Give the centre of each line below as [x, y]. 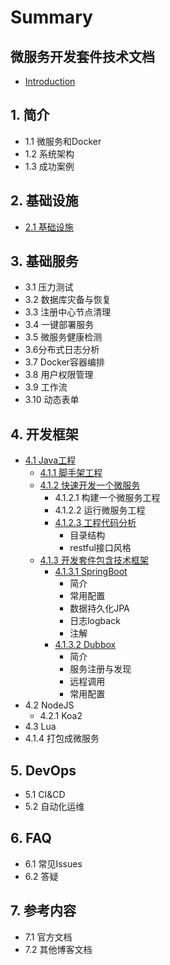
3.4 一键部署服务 [59, 325]
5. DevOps [43, 770]
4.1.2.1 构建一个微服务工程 [107, 498]
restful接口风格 [100, 548]
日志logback [95, 621]
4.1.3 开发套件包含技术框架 [94, 560]
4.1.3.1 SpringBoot [91, 572]
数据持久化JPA [99, 608]
